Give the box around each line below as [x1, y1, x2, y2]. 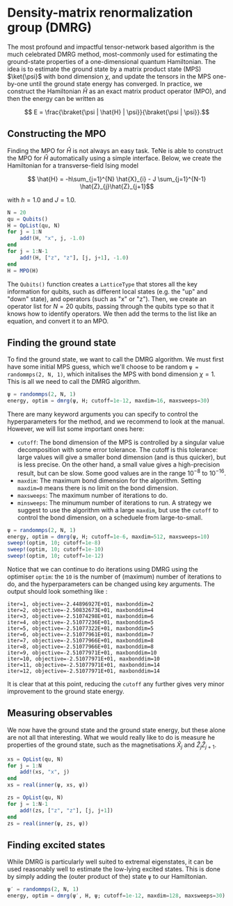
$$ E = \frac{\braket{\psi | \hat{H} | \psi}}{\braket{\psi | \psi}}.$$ [24, 108, 210, 116]
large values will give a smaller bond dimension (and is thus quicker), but [17, 453, 226, 462]
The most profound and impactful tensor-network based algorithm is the [7, 42, 215, 51]
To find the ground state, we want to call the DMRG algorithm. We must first [7, 355, 224, 364]
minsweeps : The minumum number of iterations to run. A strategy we [17, 499, 212, 507]
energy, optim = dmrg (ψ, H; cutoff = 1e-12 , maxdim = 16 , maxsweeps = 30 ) [7, 398, 210, 405]
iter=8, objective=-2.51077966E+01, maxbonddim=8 [7, 643, 154, 651]
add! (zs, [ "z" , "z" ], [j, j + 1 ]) [19, 807, 113, 814]
